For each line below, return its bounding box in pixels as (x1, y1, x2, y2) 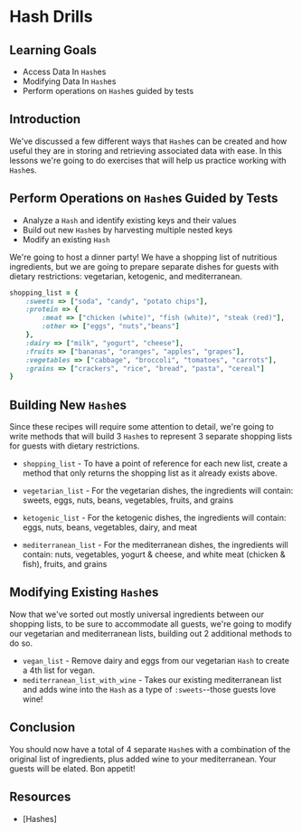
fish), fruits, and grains (22, 559, 108, 570)
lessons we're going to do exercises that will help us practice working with (9, 155, 287, 165)
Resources (9, 789, 71, 805)
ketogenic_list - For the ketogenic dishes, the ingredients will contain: (22, 513, 287, 524)
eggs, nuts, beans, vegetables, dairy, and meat (22, 522, 197, 533)
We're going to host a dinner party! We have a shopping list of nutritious (9, 251, 278, 262)
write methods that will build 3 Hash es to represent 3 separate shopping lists (9, 431, 292, 442)
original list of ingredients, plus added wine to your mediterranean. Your (9, 753, 277, 764)
